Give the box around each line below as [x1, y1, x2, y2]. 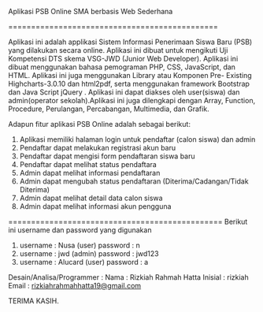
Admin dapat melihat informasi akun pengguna [19, 202, 172, 211]
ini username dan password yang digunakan [8, 225, 152, 235]
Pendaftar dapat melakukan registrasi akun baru [19, 143, 176, 152]
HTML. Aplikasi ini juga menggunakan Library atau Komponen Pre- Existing [8, 71, 252, 80]
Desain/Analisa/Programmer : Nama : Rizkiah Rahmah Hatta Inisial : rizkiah [8, 273, 250, 282]
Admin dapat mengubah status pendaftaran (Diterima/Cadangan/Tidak [19, 176, 250, 186]
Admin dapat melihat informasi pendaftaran [19, 169, 161, 177]
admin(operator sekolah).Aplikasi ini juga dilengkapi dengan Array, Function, [8, 96, 256, 105]
